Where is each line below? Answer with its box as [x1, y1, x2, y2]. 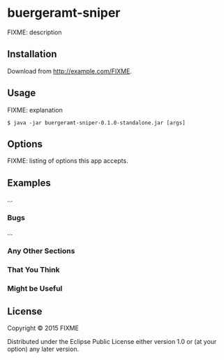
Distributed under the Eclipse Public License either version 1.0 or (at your [7, 338, 217, 346]
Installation [7, 48, 57, 60]
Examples [7, 177, 51, 189]
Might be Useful [7, 284, 63, 294]
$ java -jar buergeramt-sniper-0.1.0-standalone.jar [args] [7, 119, 186, 127]
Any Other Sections [7, 246, 75, 256]
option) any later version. [7, 345, 79, 354]
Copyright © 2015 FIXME [7, 324, 79, 333]
